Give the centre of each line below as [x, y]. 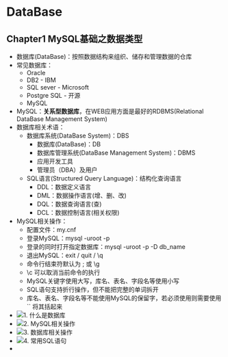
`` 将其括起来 [45, 306]
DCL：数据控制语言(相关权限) [78, 212]
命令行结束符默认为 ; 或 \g [63, 264]
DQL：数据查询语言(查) [69, 204]
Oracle [36, 73]
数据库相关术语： [40, 127]
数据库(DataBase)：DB [68, 144]
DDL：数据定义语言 [64, 187]
